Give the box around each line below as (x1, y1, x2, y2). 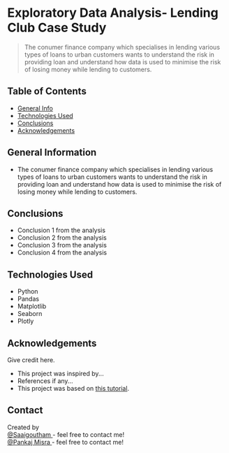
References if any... (17, 377, 73, 385)
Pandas (17, 295, 40, 303)
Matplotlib (17, 302, 47, 310)
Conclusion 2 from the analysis (17, 233, 107, 242)
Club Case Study (7, 20, 107, 36)
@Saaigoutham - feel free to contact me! (7, 430, 124, 438)
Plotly (17, 317, 34, 326)
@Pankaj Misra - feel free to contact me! (7, 438, 124, 446)
